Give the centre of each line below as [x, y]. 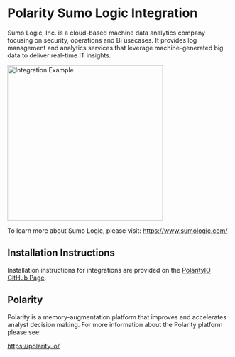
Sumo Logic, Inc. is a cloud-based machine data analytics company [106, 33]
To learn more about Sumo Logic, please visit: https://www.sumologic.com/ [117, 230]
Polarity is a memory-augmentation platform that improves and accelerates [117, 317]
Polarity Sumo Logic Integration [103, 13]
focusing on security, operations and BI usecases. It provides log [102, 40]
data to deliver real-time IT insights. [59, 55]
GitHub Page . [27, 278]
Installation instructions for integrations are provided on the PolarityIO [109, 270]
